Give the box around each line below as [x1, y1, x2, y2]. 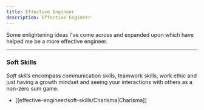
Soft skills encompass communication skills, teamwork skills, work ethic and [6, 72, 197, 79]
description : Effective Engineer [6, 15, 91, 21]
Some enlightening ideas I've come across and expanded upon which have [6, 31, 194, 38]
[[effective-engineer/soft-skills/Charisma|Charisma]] [15, 96, 147, 103]
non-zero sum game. [6, 85, 59, 92]
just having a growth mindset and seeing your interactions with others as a [6, 78, 193, 85]
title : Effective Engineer [6, 8, 75, 15]
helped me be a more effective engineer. [6, 37, 108, 45]
